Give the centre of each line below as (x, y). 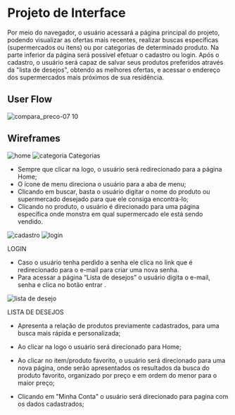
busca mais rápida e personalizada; (69, 333)
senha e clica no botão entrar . (62, 285)
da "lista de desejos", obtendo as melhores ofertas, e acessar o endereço (114, 70)
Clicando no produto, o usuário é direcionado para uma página (108, 206)
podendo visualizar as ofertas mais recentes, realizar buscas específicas (113, 39)
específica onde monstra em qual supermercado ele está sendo (110, 214)
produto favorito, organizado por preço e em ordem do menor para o (117, 375)
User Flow (30, 100)
